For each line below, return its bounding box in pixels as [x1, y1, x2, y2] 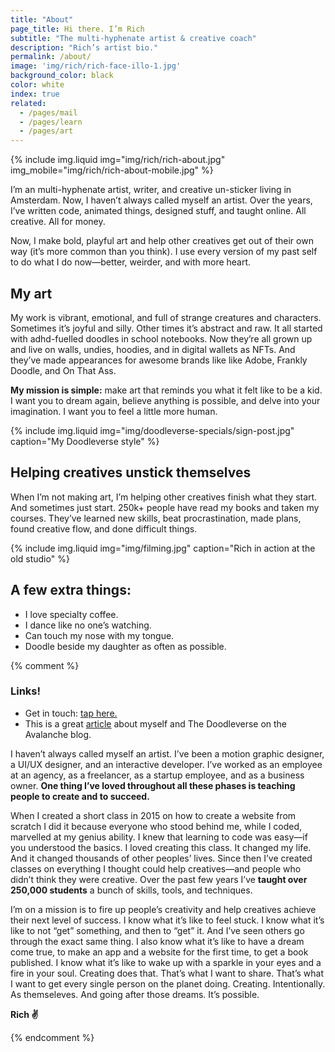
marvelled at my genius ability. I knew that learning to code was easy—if [10, 831, 308, 843]
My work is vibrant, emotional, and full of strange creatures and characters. [10, 311, 322, 323]
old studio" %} [10, 552, 70, 565]
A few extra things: [10, 582, 132, 599]
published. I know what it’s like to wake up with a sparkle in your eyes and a [10, 956, 322, 968]
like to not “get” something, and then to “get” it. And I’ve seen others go [10, 924, 305, 936]
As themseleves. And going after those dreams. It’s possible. [10, 988, 260, 1000]
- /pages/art [19, 126, 74, 136]
